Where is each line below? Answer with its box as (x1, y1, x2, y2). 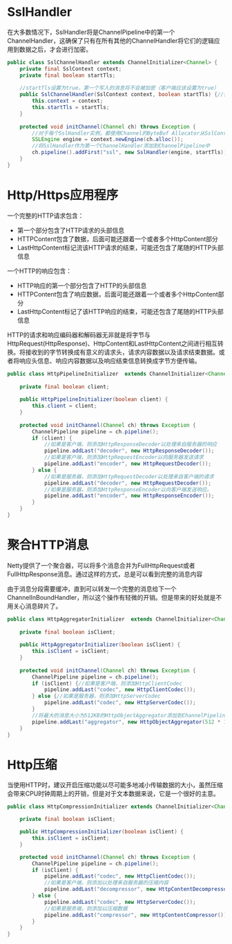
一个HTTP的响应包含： (7, 267, 72, 275)
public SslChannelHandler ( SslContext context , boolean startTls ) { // (19, 91, 224, 98)
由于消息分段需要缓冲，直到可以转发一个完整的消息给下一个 (7, 585, 177, 593)
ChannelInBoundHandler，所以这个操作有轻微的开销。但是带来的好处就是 (7, 593, 216, 601)
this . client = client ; (32, 402, 97, 410)
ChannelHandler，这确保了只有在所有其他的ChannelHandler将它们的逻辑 (7, 36, 214, 45)
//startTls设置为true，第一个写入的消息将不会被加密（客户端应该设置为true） (19, 84, 220, 92)
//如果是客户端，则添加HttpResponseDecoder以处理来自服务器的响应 (43, 441, 217, 448)
